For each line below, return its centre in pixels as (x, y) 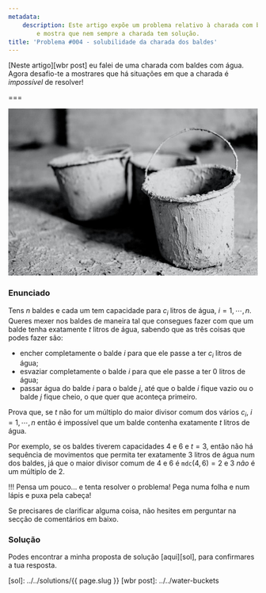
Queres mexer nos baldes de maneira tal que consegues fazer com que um (131, 320)
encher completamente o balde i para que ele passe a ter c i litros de (131, 354)
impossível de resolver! (46, 82)
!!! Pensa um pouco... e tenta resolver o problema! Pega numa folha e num (129, 487)
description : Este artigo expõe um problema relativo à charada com (138, 25)
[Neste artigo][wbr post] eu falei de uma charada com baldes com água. (126, 65)
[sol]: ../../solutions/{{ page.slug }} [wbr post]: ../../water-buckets (114, 581)
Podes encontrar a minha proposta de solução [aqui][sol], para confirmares (131, 557)
